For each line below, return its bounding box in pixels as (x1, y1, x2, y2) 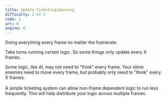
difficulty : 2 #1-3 (5, 12, 46, 17)
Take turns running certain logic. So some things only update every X (5, 49, 147, 55)
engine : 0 (5, 26, 26, 31)
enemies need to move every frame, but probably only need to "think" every (5, 69, 162, 75)
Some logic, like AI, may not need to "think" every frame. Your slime (5, 64, 144, 70)
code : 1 (5, 16, 21, 21)
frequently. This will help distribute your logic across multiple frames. (5, 91, 147, 97)
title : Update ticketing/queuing (5, 7, 75, 12)
